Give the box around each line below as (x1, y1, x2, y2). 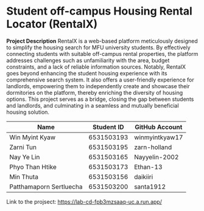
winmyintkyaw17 (133, 133, 183, 141)
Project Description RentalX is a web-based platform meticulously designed (6, 37, 198, 44)
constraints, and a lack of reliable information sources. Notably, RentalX (6, 63, 186, 71)
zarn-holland (133, 143, 172, 151)
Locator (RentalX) (6, 17, 98, 31)
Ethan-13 (133, 162, 163, 171)
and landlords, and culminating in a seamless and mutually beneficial (6, 102, 179, 109)
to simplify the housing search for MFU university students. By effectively (6, 44, 191, 51)
